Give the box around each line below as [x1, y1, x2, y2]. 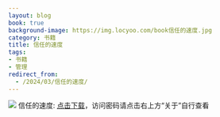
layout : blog [8, 11, 52, 20]
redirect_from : [8, 70, 59, 78]
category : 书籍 [8, 33, 56, 42]
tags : [8, 48, 26, 56]
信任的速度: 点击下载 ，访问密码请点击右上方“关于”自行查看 [17, 100, 210, 110]
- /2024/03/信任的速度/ [15, 77, 88, 85]
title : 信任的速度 [8, 41, 64, 49]
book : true [8, 19, 44, 27]
